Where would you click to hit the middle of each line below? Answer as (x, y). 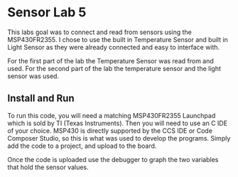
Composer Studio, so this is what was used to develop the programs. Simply (119, 138)
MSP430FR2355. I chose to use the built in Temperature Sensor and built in (118, 39)
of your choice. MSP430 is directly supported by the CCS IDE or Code (110, 130)
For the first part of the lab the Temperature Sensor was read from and (111, 60)
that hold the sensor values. (48, 167)
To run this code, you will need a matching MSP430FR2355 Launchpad (112, 115)
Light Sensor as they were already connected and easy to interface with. (114, 47)
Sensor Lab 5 (47, 12)
